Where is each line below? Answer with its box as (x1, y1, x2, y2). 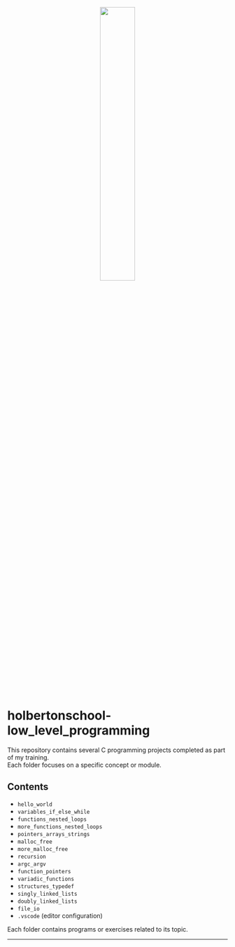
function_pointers (17, 868, 71, 875)
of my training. (7, 753, 50, 761)
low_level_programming (7, 723, 150, 739)
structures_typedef (17, 882, 75, 890)
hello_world (17, 800, 52, 808)
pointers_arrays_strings (17, 831, 90, 838)
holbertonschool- (7, 708, 112, 724)
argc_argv (17, 860, 47, 868)
